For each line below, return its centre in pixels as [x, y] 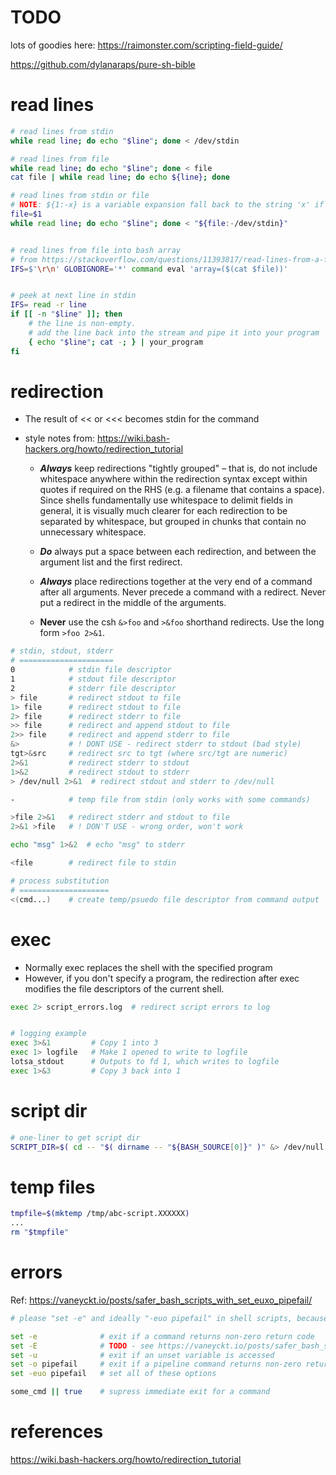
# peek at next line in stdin [73, 296]
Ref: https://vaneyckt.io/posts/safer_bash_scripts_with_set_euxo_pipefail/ [161, 1300]
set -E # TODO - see [82, 1346]
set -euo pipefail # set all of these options [113, 1374]
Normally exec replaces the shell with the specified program [148, 967]
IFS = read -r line [48, 305]
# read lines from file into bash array [96, 250]
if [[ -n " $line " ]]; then [66, 314]
